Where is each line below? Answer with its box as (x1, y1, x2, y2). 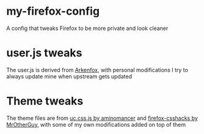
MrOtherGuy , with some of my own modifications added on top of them (6, 121, 186, 128)
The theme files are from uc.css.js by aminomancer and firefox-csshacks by (6, 114, 199, 122)
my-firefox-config (6, 4, 100, 18)
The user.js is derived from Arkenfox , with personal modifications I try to (6, 66, 188, 73)
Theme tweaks (6, 94, 84, 108)
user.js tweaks (6, 46, 82, 60)
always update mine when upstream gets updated (6, 72, 133, 80)
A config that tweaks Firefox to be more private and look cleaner (6, 24, 169, 32)
